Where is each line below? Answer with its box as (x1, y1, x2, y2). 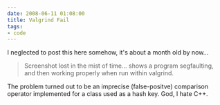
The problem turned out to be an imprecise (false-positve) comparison (7, 82, 209, 90)
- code (7, 29, 26, 37)
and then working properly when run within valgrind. (24, 69, 174, 77)
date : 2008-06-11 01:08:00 (7, 10, 85, 17)
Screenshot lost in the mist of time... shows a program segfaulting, (24, 61, 214, 70)
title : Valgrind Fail (7, 17, 70, 23)
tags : (7, 23, 23, 30)
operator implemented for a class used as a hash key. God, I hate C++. (7, 90, 209, 98)
